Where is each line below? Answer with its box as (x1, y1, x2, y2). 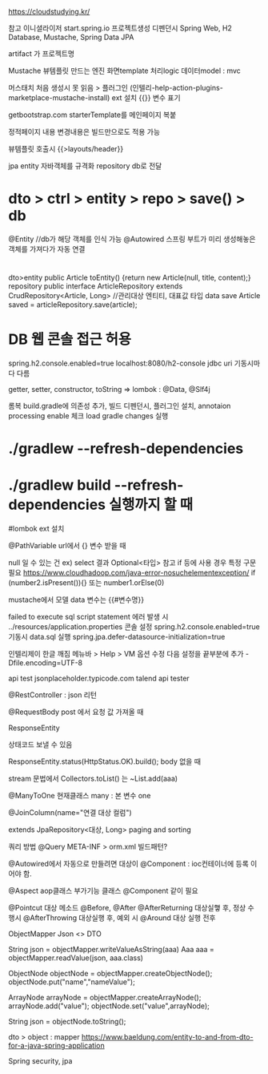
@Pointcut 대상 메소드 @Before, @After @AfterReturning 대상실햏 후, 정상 (8, 903, 246, 913)
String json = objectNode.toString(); (8, 1017, 126, 1027)
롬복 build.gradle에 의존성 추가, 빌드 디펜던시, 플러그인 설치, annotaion (8, 401, 231, 411)
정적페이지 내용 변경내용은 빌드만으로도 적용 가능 (8, 127, 161, 136)
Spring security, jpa (8, 1056, 73, 1066)
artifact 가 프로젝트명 (8, 49, 74, 59)
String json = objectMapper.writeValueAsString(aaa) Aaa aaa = (8, 945, 214, 955)
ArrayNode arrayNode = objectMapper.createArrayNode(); (8, 993, 202, 1003)
